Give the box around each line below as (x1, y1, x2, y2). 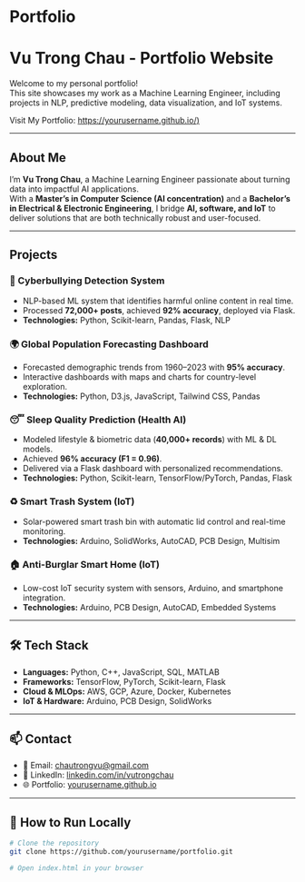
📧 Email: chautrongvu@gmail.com (22, 760, 150, 771)
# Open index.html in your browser (9, 864, 144, 873)
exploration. (22, 381, 68, 391)
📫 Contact (9, 731, 73, 747)
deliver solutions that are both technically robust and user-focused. (9, 212, 261, 223)
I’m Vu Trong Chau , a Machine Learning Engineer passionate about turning (9, 173, 290, 184)
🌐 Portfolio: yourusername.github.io (22, 779, 157, 790)
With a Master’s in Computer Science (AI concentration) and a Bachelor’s (9, 193, 290, 203)
